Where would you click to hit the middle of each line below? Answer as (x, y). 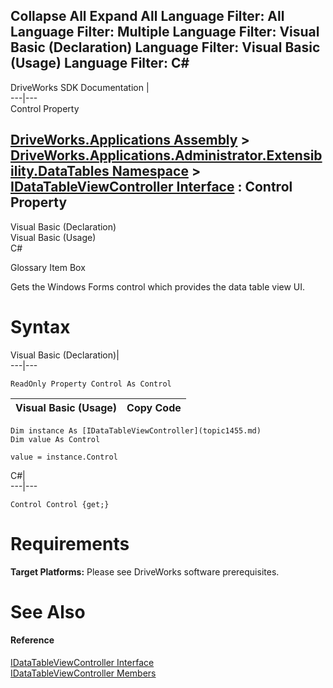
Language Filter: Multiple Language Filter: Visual (165, 32)
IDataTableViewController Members (83, 673)
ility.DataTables (60, 171)
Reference (32, 640)
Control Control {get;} (60, 504)
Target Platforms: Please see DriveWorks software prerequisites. (145, 571)
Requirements (70, 543)
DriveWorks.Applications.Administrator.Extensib (166, 155)
